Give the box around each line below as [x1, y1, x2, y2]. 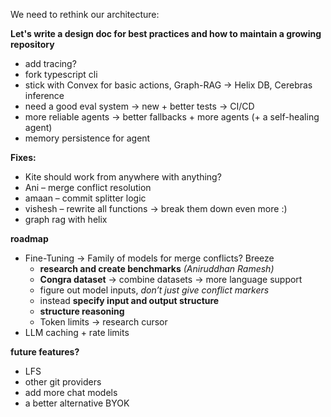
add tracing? [24, 58, 77, 69]
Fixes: [10, 152, 37, 163]
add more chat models [24, 387, 118, 398]
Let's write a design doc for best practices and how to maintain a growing [10, 28, 322, 39]
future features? [10, 346, 80, 358]
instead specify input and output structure [39, 295, 220, 306]
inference [24, 90, 65, 101]
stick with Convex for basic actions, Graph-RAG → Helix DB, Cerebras [24, 79, 313, 91]
